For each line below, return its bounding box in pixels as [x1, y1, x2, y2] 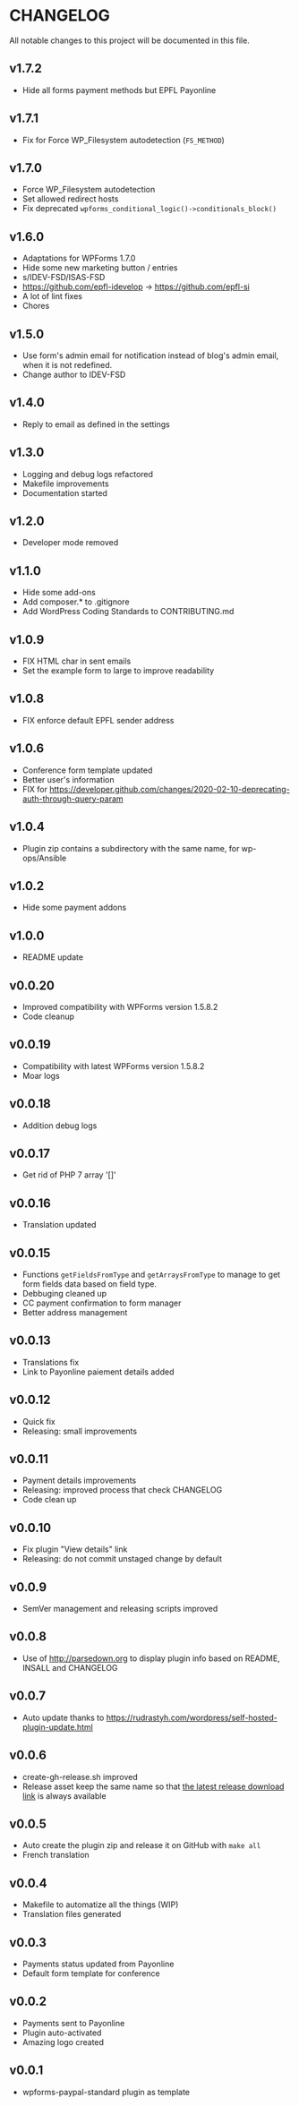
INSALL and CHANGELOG [21, 1662, 118, 1673]
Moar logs [21, 1070, 60, 1081]
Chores [21, 301, 50, 312]
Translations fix [21, 1357, 80, 1367]
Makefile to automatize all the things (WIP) [21, 1899, 179, 1910]
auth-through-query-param [21, 793, 124, 804]
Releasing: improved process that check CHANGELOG [21, 1485, 223, 1495]
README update [21, 952, 83, 963]
